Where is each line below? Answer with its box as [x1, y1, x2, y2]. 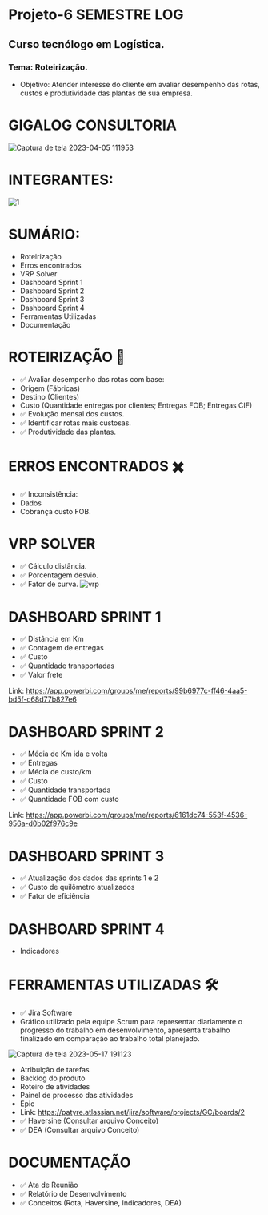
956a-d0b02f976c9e [8, 819, 78, 828]
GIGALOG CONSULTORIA [8, 116, 178, 135]
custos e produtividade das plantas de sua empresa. [19, 88, 194, 98]
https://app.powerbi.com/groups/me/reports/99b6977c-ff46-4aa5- [26, 686, 248, 696]
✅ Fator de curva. [19, 579, 78, 589]
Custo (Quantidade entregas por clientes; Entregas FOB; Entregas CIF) [19, 400, 253, 410]
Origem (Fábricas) [19, 383, 81, 393]
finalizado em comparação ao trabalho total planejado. [19, 1034, 200, 1044]
